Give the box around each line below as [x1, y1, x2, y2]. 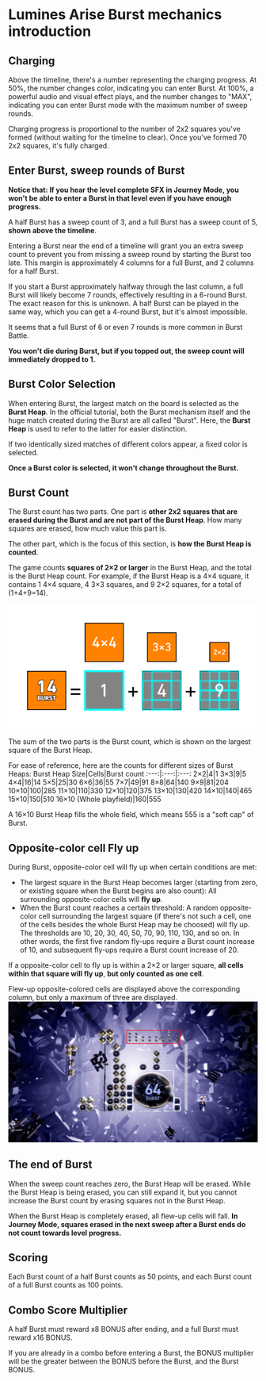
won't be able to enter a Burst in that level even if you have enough [8, 193, 232, 203]
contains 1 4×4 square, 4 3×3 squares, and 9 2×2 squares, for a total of [8, 580, 242, 589]
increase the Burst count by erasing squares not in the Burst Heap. [8, 1195, 226, 1205]
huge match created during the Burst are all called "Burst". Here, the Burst [8, 415, 251, 425]
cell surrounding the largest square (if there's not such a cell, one [38, 911, 252, 921]
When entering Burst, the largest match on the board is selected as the [8, 398, 239, 408]
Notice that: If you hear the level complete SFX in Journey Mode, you [8, 185, 239, 194]
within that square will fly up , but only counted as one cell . [8, 969, 204, 979]
